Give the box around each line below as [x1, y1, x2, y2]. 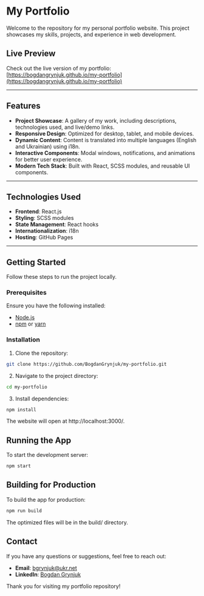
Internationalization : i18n [15, 227, 79, 235]
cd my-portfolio [6, 384, 47, 390]
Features [6, 101, 41, 111]
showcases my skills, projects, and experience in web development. [6, 30, 177, 38]
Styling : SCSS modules [15, 214, 74, 222]
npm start [6, 463, 32, 469]
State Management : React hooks [15, 221, 99, 228]
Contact [6, 536, 38, 547]
